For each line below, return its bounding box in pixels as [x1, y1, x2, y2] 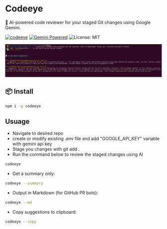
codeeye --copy [5, 219, 37, 224]
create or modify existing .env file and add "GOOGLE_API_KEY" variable [12, 136, 160, 142]
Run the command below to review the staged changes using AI [12, 152, 143, 158]
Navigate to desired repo [12, 130, 64, 136]
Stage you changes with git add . [12, 146, 80, 152]
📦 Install [5, 87, 34, 96]
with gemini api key [12, 141, 52, 147]
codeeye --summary [5, 181, 43, 186]
